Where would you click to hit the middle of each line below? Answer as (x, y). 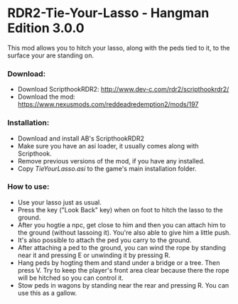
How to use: (28, 187)
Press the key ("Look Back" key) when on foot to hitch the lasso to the (120, 210)
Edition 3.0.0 (46, 28)
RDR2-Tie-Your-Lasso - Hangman (108, 13)
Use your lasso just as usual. (59, 202)
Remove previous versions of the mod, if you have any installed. (111, 161)
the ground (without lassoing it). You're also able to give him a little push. (124, 232)
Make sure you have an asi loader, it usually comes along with (108, 146)
